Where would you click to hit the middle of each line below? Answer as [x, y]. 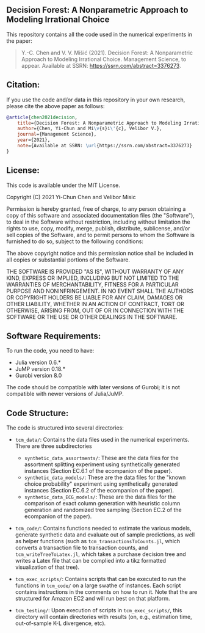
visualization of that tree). [47, 567]
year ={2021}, [34, 140]
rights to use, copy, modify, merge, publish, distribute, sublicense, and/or [98, 228]
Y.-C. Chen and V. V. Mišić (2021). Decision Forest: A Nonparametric [107, 53]
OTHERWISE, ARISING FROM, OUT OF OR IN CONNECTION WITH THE [95, 310]
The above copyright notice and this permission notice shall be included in [100, 253]
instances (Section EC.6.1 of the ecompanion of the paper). [98, 471]
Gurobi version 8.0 [38, 376]
